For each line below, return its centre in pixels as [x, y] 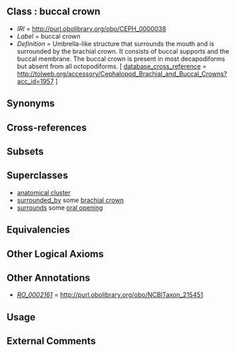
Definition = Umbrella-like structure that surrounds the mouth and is [116, 43]
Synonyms [31, 104]
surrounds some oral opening [60, 207]
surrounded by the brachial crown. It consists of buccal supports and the [123, 51]
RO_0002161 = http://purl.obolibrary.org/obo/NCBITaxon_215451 [110, 295]
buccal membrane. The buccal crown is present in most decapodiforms [121, 59]
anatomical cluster [44, 192]
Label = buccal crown [48, 36]
